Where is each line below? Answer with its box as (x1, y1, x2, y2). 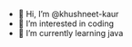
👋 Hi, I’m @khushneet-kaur (17, 9, 119, 19)
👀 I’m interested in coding (17, 18, 115, 29)
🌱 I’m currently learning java (17, 28, 124, 38)
